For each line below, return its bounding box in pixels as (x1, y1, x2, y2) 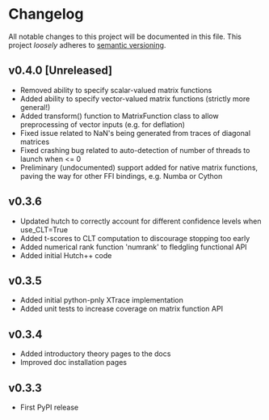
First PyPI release (19, 402, 79, 412)
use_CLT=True (19, 224, 69, 235)
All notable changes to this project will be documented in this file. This (8, 32, 242, 41)
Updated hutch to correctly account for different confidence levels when (19, 216, 262, 226)
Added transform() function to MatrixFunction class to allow (19, 111, 220, 121)
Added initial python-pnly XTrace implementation (19, 295, 184, 305)
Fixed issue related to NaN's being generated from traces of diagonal (19, 128, 251, 138)
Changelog (8, 5, 84, 23)
